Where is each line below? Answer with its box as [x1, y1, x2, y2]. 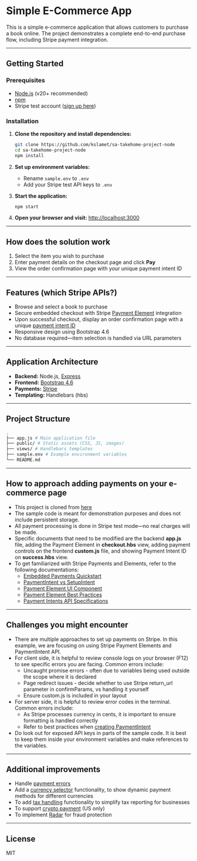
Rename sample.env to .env [23, 175, 90, 182]
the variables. [14, 742, 48, 749]
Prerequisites [6, 77, 45, 85]
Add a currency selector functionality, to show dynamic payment [14, 786, 171, 793]
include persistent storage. [14, 516, 80, 523]
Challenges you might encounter [6, 620, 128, 630]
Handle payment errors [14, 780, 71, 787]
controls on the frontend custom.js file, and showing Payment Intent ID [14, 547, 186, 554]
